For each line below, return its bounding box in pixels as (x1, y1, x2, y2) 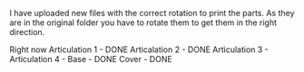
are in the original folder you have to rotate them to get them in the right (9, 17, 278, 28)
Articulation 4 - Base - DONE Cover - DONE (9, 54, 172, 64)
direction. (9, 27, 45, 37)
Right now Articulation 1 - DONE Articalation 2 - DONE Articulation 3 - (9, 44, 270, 55)
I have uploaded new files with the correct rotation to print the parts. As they (9, 8, 295, 18)
